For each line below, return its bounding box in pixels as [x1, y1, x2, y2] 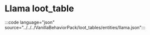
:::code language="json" [4, 19, 55, 25]
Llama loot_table [4, 3, 74, 14]
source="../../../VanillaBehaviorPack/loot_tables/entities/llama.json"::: [4, 24, 146, 30]
